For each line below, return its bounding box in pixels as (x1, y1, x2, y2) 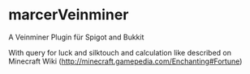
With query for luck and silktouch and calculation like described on (8, 47, 231, 57)
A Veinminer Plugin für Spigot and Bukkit (8, 32, 144, 42)
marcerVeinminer (8, 6, 129, 24)
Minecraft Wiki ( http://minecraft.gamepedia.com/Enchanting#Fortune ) (8, 56, 243, 66)
